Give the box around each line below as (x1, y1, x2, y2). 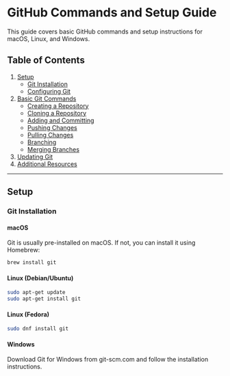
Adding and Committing (27, 116, 94, 124)
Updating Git (16, 152, 53, 161)
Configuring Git (27, 87, 71, 95)
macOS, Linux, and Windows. (7, 34, 90, 42)
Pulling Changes (27, 131, 74, 139)
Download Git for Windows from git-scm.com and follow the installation (7, 355, 209, 364)
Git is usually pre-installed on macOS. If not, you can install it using (7, 239, 196, 247)
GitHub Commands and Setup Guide (7, 5, 217, 21)
